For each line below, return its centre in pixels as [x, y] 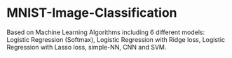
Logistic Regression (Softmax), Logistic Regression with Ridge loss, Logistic [116, 39]
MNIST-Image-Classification [92, 13]
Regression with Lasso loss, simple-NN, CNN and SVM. [87, 47]
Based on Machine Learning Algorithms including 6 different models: [105, 32]
